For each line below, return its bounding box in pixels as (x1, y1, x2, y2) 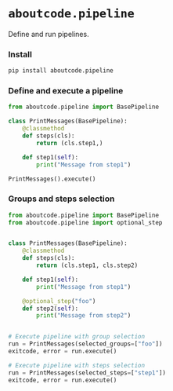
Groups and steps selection (8, 193, 115, 204)
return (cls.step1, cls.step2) (36, 261, 139, 269)
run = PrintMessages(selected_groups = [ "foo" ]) (8, 340, 163, 348)
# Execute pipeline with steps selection (8, 361, 146, 369)
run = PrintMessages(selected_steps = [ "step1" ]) (8, 368, 167, 377)
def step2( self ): (22, 305, 79, 312)
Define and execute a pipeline (8, 86, 124, 97)
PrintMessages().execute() (8, 175, 96, 183)
